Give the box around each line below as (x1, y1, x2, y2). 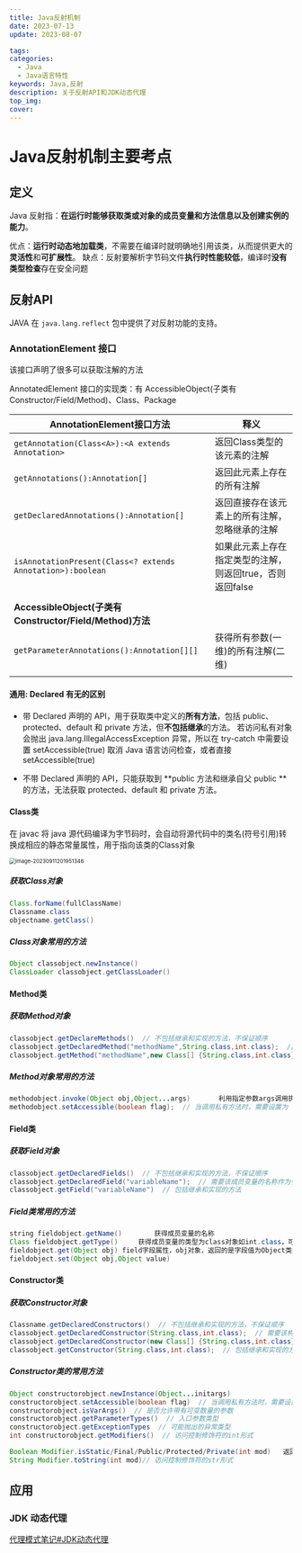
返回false (214, 581, 253, 594)
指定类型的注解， (214, 554, 288, 567)
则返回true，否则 (214, 568, 286, 580)
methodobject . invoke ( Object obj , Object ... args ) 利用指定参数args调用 (9, 1094, 289, 1103)
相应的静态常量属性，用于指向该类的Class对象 (24, 839, 196, 850)
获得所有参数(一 (214, 632, 281, 644)
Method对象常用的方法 (9, 1071, 94, 1082)
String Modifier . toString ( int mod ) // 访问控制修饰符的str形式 (9, 1455, 234, 1465)
